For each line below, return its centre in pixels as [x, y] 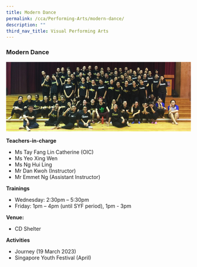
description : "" [26, 25]
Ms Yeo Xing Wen [36, 158]
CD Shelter [28, 228]
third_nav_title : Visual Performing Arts [57, 31]
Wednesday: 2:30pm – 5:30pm [52, 200]
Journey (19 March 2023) [45, 251]
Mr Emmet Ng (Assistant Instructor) [57, 177]
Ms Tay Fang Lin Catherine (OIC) [54, 152]
